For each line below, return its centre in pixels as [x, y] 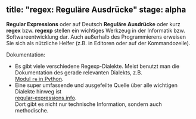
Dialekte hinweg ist [38, 91]
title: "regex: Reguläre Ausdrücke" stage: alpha [96, 10]
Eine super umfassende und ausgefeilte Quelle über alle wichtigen [96, 85]
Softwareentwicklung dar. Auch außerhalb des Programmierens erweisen [96, 37]
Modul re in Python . [39, 79]
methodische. [32, 110]
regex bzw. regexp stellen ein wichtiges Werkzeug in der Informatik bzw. [96, 30]
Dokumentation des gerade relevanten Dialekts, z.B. [79, 72]
